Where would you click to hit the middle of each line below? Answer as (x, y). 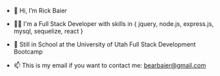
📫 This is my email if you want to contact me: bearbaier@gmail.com (110, 65)
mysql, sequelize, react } (48, 31)
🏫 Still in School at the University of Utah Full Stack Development (105, 44)
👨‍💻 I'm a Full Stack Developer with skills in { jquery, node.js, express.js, (113, 24)
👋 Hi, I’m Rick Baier (40, 11)
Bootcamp (28, 52)
